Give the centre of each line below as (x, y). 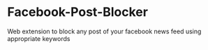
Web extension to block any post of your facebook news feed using (104, 31)
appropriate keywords (39, 38)
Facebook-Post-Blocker (78, 12)
